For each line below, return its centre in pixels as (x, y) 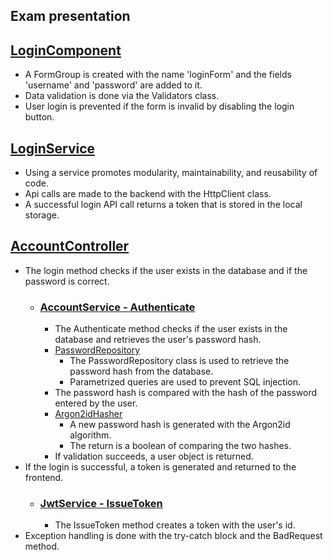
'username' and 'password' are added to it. (113, 85)
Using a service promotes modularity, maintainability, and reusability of (171, 173)
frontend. (44, 478)
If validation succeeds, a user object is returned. (154, 456)
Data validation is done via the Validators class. (122, 96)
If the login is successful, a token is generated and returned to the (160, 467)
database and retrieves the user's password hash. (158, 340)
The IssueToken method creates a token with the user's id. (175, 525)
